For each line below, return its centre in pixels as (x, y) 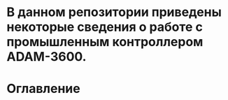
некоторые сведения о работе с (105, 27)
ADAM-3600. (47, 57)
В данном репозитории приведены (114, 12)
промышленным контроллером (105, 42)
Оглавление (44, 89)
